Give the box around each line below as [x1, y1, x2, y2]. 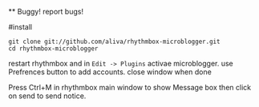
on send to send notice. [8, 91, 87, 101]
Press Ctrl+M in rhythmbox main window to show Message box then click [8, 83, 251, 92]
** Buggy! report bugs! [8, 7, 84, 16]
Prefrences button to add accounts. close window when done [8, 67, 212, 77]
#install [8, 22, 33, 31]
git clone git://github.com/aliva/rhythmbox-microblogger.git [8, 38, 221, 46]
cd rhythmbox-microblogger [8, 45, 99, 53]
